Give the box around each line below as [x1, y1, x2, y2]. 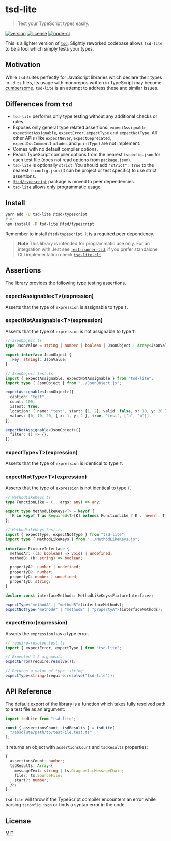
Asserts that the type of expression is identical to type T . [5, 460, 124, 466]
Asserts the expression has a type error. [5, 630, 89, 636]
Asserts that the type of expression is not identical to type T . [5, 485, 131, 491]
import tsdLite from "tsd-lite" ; [5, 716, 76, 721]
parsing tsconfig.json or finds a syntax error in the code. [5, 802, 126, 808]
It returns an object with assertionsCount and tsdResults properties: [5, 744, 148, 750]
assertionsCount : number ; [10, 759, 65, 764]
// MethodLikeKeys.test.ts [5, 527, 63, 533]
